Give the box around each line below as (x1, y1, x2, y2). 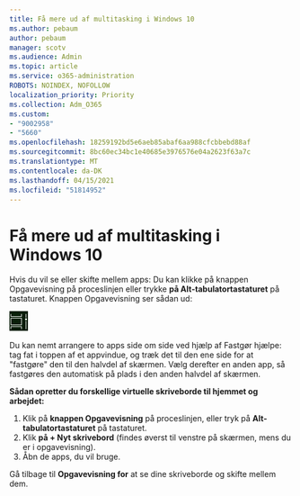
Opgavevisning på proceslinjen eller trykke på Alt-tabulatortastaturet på (9, 284, 280, 294)
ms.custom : (9, 109, 50, 119)
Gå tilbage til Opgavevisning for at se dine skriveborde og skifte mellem (9, 469, 277, 480)
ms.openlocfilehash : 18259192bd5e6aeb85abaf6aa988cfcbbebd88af (9, 138, 251, 148)
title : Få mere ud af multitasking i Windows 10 (9, 14, 195, 23)
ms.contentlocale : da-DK (9, 167, 102, 176)
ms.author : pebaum (9, 23, 78, 33)
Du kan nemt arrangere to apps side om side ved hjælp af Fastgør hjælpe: (9, 340, 282, 351)
